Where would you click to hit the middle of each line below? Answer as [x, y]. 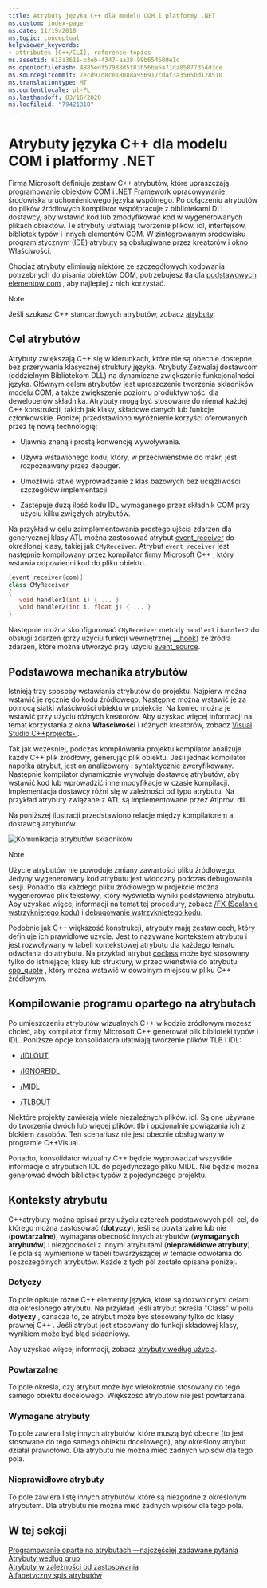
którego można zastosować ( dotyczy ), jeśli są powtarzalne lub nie [118, 1227]
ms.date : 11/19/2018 [43, 30]
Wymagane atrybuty [49, 1417]
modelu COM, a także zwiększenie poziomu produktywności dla [114, 392]
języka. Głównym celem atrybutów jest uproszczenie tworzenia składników [131, 384]
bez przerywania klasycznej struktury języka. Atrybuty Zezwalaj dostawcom [133, 367]
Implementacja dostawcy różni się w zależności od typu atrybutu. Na [122, 791]
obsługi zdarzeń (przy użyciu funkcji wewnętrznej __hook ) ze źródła [120, 638]
